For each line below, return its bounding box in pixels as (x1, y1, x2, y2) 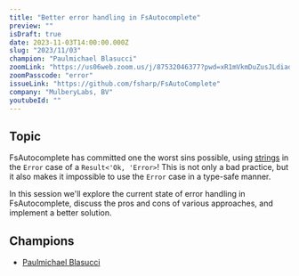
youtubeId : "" (9, 95, 62, 105)
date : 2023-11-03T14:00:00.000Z (9, 37, 129, 47)
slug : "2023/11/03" (9, 46, 82, 55)
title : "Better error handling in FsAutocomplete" (9, 12, 201, 22)
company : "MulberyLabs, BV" (9, 87, 114, 96)
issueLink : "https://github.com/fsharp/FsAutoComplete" (9, 79, 221, 88)
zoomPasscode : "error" (9, 71, 93, 80)
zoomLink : (9, 63, 46, 72)
